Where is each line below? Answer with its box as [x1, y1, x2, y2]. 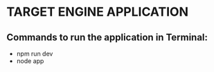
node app [16, 57, 44, 65]
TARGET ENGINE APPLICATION [6, 4, 188, 20]
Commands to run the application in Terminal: [6, 32, 208, 43]
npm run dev [16, 49, 53, 58]
